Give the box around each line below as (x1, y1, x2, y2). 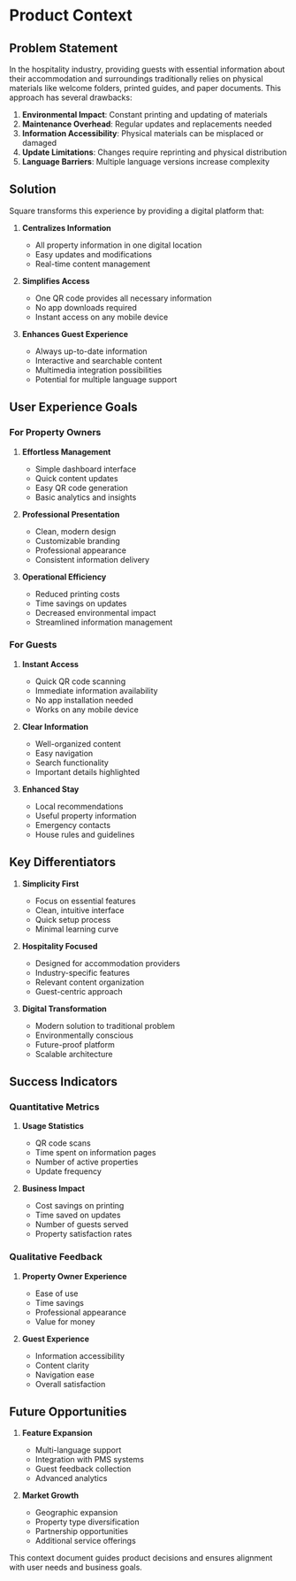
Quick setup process (34, 914, 111, 925)
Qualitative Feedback (9, 1251, 103, 1263)
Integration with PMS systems (34, 1454, 144, 1465)
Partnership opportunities (34, 1526, 129, 1537)
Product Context (9, 5, 133, 26)
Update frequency (34, 1166, 102, 1177)
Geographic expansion (34, 1508, 118, 1518)
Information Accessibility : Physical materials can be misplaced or (21, 128, 264, 138)
